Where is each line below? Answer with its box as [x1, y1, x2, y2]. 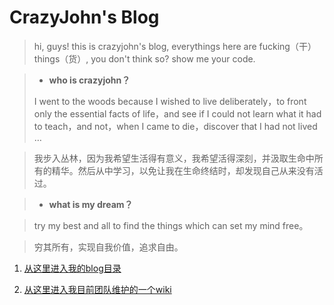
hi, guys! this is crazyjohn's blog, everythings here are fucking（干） [33, 40, 317, 52]
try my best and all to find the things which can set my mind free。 [33, 219, 309, 231]
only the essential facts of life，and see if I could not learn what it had [33, 107, 322, 120]
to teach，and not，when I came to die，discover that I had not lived [33, 120, 318, 132]
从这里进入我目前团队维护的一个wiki [23, 283, 172, 295]
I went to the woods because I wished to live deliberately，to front [33, 95, 307, 107]
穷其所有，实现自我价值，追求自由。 [33, 241, 184, 253]
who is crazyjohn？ [48, 74, 131, 86]
